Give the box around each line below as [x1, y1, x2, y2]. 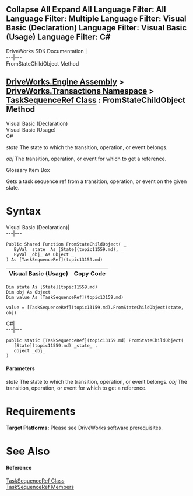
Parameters [6, 365, 35, 372]
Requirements [6, 405, 76, 418]
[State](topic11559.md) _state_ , [13, 342, 98, 349]
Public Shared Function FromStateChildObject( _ [6, 241, 127, 247]
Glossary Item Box [6, 166, 50, 173]
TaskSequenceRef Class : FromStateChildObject [6, 95, 185, 105]
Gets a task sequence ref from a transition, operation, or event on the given [6, 178, 187, 185]
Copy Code [73, 269, 106, 277]
